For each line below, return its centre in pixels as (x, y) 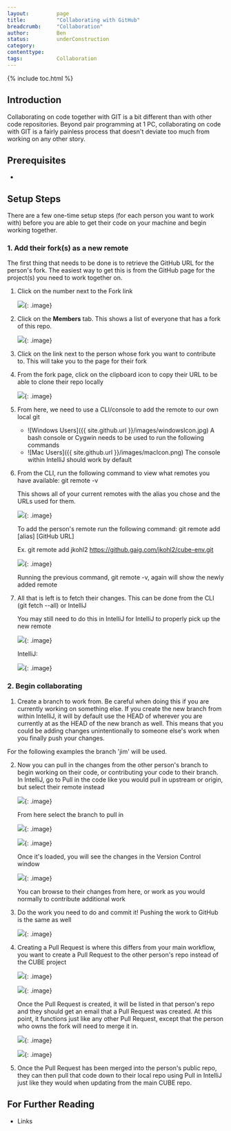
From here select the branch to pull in (70, 814)
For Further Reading (51, 1104)
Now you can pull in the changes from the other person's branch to (112, 764)
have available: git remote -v (58, 481)
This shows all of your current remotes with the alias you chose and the (119, 494)
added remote (37, 585)
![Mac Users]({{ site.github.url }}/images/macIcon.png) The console (124, 452)
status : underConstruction (58, 39)
